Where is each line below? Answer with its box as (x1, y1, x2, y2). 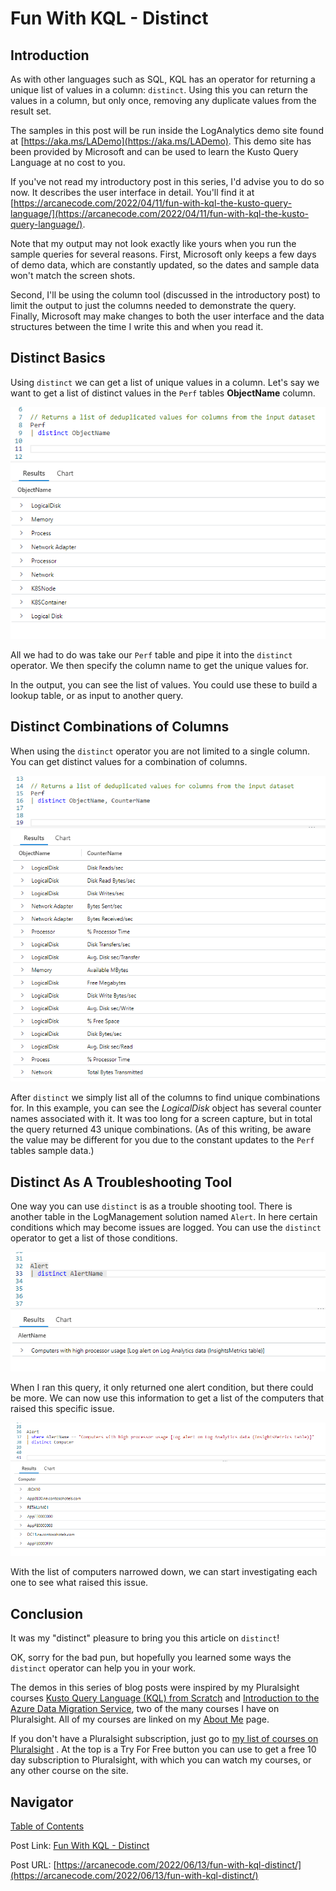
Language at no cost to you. (10, 157, 126, 168)
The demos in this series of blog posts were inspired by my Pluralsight (10, 1682, 300, 1694)
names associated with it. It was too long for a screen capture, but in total (10, 1113, 313, 1125)
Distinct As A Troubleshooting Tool (10, 1173, 233, 1191)
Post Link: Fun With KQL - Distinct (10, 1839, 150, 1851)
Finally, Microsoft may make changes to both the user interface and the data (10, 310, 325, 322)
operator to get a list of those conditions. (10, 1232, 178, 1244)
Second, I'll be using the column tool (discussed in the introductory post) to (10, 289, 321, 301)
